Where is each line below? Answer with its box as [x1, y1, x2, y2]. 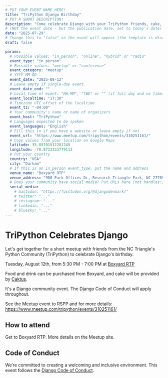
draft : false [5, 40, 32, 45]
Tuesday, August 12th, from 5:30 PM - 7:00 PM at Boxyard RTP [5, 261, 135, 267]
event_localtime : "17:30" [9, 96, 64, 101]
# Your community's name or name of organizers [9, 110, 111, 115]
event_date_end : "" [9, 86, 50, 91]
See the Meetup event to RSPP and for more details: [5, 301, 112, 307]
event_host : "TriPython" [9, 114, 61, 119]
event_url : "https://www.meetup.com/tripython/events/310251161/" [9, 133, 151, 138]
